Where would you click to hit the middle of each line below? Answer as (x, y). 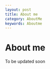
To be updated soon (25, 62)
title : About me (21, 14)
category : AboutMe (24, 19)
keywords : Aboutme (24, 23)
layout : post (18, 10)
